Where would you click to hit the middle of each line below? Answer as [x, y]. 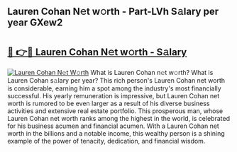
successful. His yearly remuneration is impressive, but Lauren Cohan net [114, 96]
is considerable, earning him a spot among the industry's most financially [114, 88]
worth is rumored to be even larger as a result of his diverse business [109, 103]
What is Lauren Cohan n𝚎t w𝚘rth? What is [152, 72]
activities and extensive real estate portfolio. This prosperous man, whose [115, 111]
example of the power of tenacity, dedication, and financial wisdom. [106, 141]
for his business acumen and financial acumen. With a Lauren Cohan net [114, 126]
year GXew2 [35, 23]
